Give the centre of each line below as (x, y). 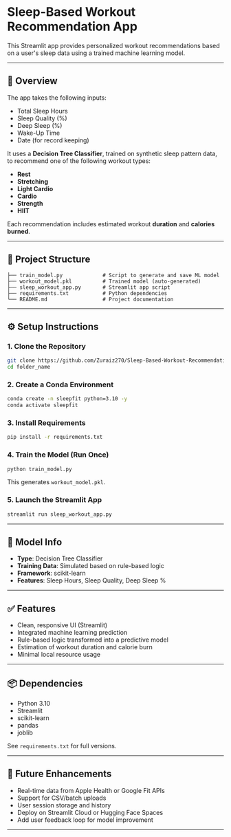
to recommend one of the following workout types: (79, 161)
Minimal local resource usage (59, 655)
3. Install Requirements (46, 422)
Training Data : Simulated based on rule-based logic (91, 566)
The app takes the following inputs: (57, 98)
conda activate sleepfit (43, 405)
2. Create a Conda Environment (60, 384)
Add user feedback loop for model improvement (85, 820)
